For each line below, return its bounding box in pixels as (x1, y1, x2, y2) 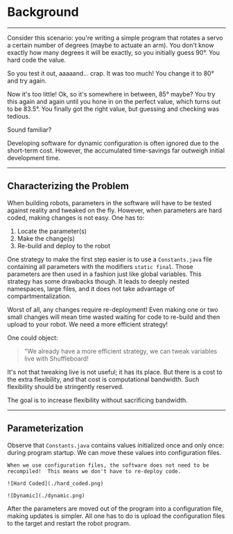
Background (7, 4, 79, 20)
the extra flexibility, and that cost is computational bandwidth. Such (7, 375, 200, 384)
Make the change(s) (17, 234, 75, 243)
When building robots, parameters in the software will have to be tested (7, 198, 212, 207)
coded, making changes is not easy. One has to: (7, 213, 145, 222)
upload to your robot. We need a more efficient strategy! (7, 320, 169, 328)
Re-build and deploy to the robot (17, 241, 111, 250)
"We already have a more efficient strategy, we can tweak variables (24, 347, 217, 355)
